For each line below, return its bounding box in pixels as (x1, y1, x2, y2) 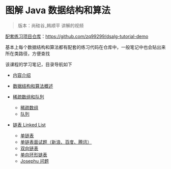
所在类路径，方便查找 (5, 50, 50, 57)
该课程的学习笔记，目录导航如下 (5, 61, 72, 67)
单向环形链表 (20, 151, 47, 158)
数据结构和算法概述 (12, 82, 53, 89)
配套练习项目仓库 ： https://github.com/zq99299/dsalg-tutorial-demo (5, 33, 149, 39)
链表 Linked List (12, 122, 46, 128)
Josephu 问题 (20, 158, 49, 164)
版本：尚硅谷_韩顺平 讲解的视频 (17, 22, 84, 29)
